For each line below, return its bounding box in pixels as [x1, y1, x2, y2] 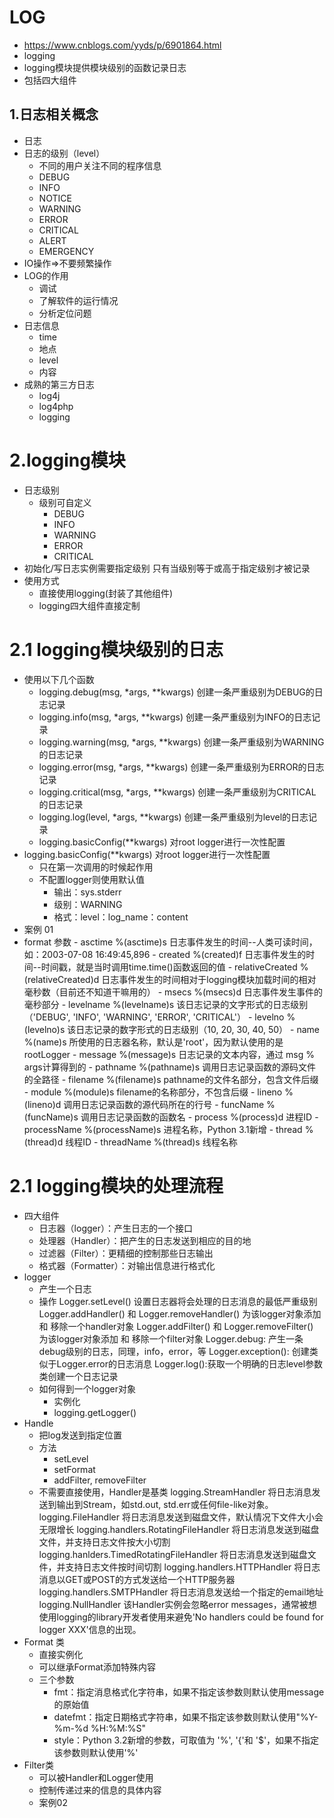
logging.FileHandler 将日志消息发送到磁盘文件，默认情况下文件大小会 [38, 1511, 324, 1523]
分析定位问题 [38, 307, 92, 319]
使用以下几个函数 [23, 673, 95, 685]
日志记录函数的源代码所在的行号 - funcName [80, 1098, 265, 1110]
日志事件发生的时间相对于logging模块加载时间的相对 [101, 973, 317, 985]
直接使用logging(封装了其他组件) [38, 587, 174, 599]
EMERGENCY [38, 245, 95, 257]
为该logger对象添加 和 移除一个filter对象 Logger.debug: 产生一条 [38, 1332, 304, 1345]
